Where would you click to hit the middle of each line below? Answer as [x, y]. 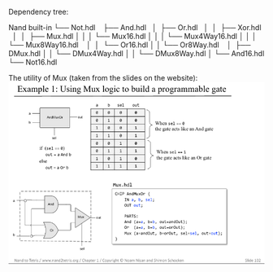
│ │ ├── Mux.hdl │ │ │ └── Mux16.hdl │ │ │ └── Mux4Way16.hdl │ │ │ [134, 36]
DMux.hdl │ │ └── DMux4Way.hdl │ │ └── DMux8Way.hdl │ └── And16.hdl [136, 53]
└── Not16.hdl [33, 62]
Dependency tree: [39, 12]
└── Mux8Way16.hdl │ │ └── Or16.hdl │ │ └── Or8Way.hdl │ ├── [130, 45]
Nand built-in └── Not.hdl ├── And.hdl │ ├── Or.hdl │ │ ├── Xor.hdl [135, 27]
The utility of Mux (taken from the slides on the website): [103, 78]
